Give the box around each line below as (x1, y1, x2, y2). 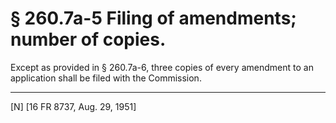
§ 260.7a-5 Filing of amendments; (10, 7, 297, 30)
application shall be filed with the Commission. (10, 72, 202, 84)
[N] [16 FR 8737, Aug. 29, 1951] (10, 100, 137, 112)
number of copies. (10, 28, 167, 51)
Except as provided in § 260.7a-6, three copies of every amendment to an (10, 61, 314, 73)
